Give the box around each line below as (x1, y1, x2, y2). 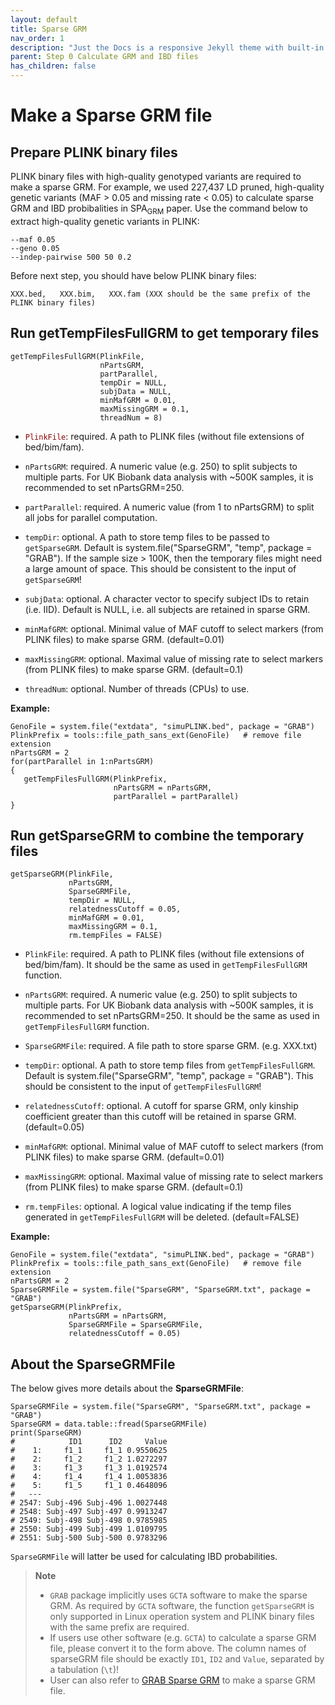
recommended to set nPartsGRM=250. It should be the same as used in (24, 1010, 320, 1022)
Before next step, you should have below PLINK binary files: (10, 269, 257, 281)
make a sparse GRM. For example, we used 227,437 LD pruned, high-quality (10, 181, 325, 193)
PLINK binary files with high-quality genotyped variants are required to (10, 171, 302, 182)
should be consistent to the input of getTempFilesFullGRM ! (24, 1081, 262, 1093)
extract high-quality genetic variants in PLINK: (10, 215, 200, 227)
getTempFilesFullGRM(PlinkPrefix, (23, 774, 168, 784)
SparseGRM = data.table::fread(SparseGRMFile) (10, 1419, 208, 1430)
